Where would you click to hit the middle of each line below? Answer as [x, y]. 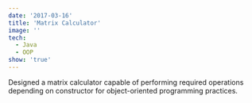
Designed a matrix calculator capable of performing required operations [126, 82]
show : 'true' [30, 60]
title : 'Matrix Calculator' [55, 23]
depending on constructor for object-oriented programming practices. [123, 90]
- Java [26, 45]
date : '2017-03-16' [41, 15]
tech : [17, 38]
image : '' [25, 30]
